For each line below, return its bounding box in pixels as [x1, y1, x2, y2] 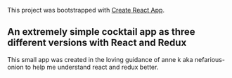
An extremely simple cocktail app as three [7, 26, 195, 38]
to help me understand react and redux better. [25, 63, 159, 71]
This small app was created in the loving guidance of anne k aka [7, 55, 193, 63]
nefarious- [194, 55, 225, 63]
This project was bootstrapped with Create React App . [7, 6, 165, 14]
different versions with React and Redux [7, 37, 187, 49]
